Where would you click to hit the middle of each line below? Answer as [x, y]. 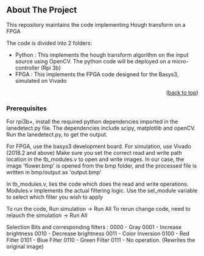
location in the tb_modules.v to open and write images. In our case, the [95, 159]
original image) [25, 247]
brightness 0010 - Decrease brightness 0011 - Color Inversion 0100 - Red [98, 233]
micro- [180, 61]
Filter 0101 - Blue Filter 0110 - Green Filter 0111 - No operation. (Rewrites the [101, 240]
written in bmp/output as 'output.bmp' [54, 172]
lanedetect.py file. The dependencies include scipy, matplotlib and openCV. [101, 128]
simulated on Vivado [41, 80]
